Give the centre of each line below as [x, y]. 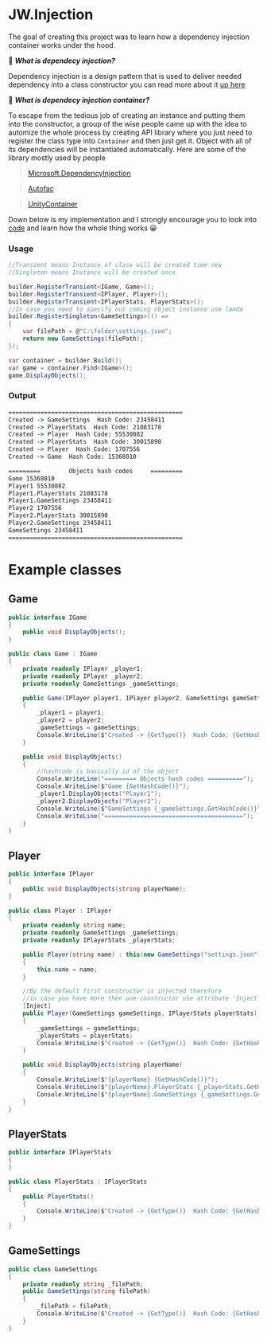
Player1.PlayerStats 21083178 [58, 493]
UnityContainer [52, 204]
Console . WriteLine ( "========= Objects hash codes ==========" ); [145, 779]
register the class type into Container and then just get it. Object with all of [130, 140]
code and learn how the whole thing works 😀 [83, 228]
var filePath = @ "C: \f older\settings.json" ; [97, 331]
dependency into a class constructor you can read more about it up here [127, 84]
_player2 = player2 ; [71, 720]
